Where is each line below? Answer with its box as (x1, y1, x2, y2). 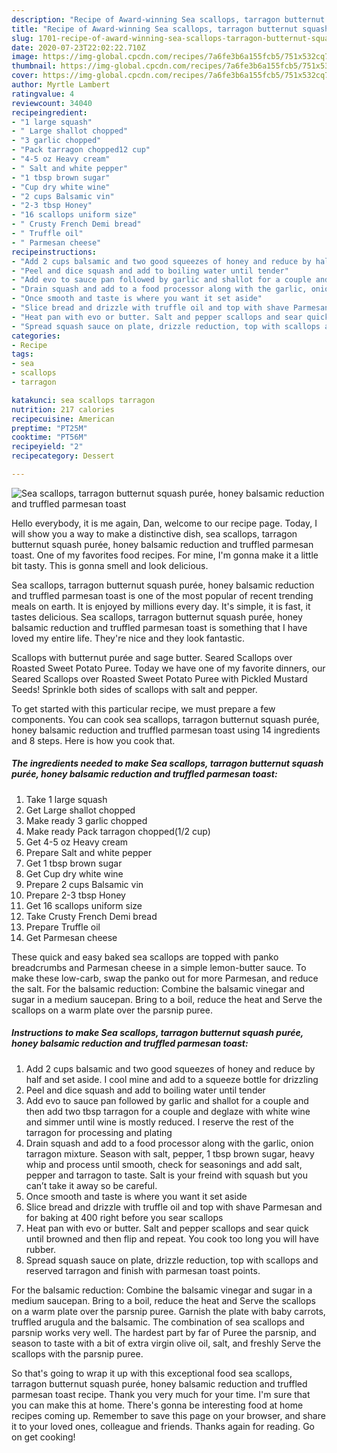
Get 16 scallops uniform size (25, 899, 143, 911)
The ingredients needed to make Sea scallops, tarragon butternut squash (11, 757, 324, 770)
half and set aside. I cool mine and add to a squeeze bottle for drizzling (25, 1073, 319, 1085)
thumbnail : (11, 61, 57, 71)
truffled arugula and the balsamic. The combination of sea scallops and (11, 1316, 305, 1328)
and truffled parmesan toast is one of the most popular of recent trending (11, 589, 314, 601)
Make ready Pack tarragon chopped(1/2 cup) (25, 825, 211, 837)
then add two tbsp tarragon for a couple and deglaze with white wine (25, 1105, 311, 1117)
